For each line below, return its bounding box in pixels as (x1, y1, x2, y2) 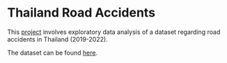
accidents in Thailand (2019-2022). (7, 35, 108, 43)
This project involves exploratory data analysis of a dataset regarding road (7, 28, 221, 36)
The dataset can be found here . (7, 48, 98, 57)
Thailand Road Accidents (7, 5, 155, 21)
